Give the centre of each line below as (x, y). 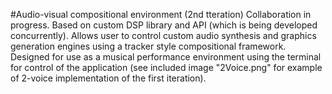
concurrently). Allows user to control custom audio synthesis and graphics (163, 35)
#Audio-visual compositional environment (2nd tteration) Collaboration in (161, 14)
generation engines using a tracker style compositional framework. (148, 46)
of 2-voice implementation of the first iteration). (108, 78)
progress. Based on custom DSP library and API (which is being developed (164, 25)
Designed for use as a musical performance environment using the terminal (166, 57)
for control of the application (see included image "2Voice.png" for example (166, 67)
